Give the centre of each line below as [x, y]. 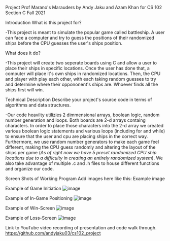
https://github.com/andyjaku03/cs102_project [53, 233]
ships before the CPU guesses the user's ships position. [64, 43]
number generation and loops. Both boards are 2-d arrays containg [76, 120]
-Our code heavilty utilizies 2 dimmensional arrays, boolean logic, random [82, 115]
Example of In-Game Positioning [39, 198]
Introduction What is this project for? [43, 23]
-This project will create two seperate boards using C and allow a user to [81, 63]
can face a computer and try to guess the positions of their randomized [80, 38]
